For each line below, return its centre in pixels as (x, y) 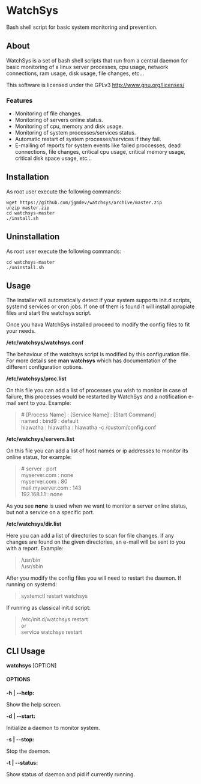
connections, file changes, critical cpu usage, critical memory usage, (100, 152)
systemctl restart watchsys (54, 596)
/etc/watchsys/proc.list (37, 378)
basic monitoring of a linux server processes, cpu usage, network (87, 67)
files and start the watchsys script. (49, 313)
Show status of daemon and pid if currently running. (70, 774)
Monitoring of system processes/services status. (75, 133)
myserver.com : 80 (44, 482)
